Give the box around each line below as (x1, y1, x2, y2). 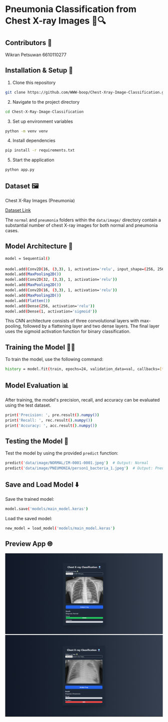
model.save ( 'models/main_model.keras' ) (5, 506, 88, 511)
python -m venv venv (5, 129, 48, 134)
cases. (5, 228, 19, 233)
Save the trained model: (5, 496, 54, 502)
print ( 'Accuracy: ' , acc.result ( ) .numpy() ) (5, 423, 97, 428)
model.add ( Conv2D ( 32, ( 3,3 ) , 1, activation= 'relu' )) (5, 277, 117, 282)
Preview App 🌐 (5, 540, 53, 548)
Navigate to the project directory (12, 99, 80, 105)
